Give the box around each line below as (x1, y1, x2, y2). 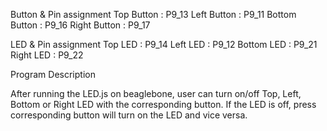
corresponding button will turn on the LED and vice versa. (10, 109, 248, 121)
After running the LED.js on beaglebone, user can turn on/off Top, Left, (10, 88, 302, 99)
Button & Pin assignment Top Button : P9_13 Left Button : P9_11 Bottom (10, 9, 297, 20)
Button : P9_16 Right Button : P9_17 (10, 19, 151, 31)
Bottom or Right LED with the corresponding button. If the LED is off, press (10, 99, 317, 110)
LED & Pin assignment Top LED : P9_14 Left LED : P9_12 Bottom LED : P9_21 (10, 39, 318, 50)
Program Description (10, 69, 96, 80)
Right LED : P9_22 (10, 49, 84, 61)
